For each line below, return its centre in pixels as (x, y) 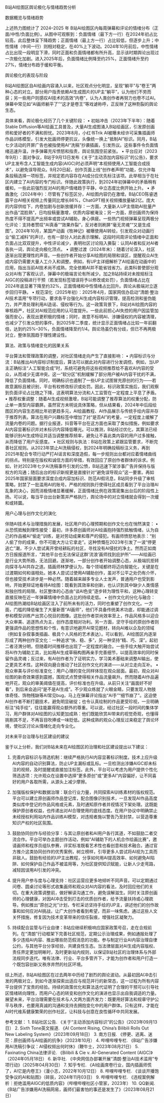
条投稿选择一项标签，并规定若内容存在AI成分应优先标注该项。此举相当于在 (80, 176)
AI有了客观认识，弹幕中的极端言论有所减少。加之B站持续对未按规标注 (83, 274)
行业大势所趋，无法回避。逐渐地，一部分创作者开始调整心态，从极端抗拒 (82, 561)
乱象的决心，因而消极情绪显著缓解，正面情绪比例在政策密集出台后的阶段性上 (82, 491)
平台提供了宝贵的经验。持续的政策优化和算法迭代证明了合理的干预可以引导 (80, 987)
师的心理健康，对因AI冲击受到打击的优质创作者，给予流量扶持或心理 (81, 899)
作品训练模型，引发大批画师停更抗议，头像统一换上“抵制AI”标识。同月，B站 (81, 139)
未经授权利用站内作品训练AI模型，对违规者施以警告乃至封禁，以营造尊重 (85, 817)
